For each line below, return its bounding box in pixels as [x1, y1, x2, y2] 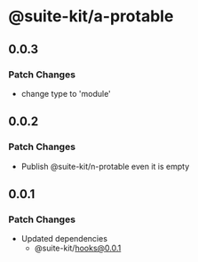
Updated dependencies [20, 234, 108, 244]
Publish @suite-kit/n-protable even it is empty [20, 161, 190, 171]
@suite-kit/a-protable [8, 6, 174, 27]
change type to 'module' [20, 88, 112, 99]
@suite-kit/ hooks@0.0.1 [34, 242, 122, 254]
